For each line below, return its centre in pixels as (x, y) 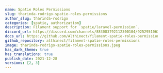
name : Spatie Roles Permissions (38, 9)
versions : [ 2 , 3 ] (23, 63)
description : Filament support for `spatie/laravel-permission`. (72, 27)
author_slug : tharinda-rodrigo (37, 18)
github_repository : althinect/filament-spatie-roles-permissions (72, 41)
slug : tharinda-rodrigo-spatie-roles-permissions (56, 14)
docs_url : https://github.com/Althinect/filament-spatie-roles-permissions (83, 36)
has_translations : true (29, 54)
